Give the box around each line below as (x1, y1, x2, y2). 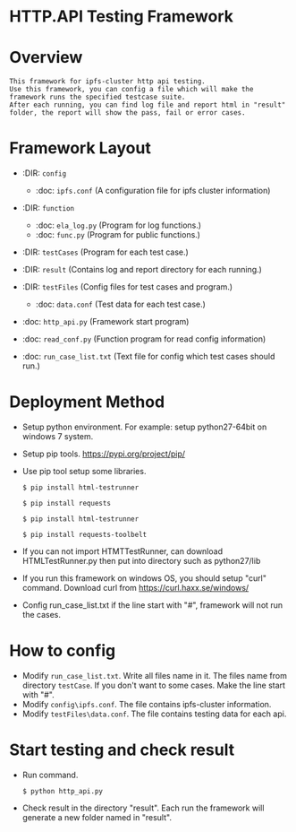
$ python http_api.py (21, 786, 103, 795)
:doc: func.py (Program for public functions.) (35, 230, 201, 240)
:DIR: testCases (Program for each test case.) (21, 247, 190, 257)
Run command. (21, 769, 79, 780)
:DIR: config (21, 168, 67, 178)
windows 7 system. (21, 431, 94, 441)
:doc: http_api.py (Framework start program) (21, 316, 190, 327)
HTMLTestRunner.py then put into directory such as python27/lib (21, 556, 261, 566)
